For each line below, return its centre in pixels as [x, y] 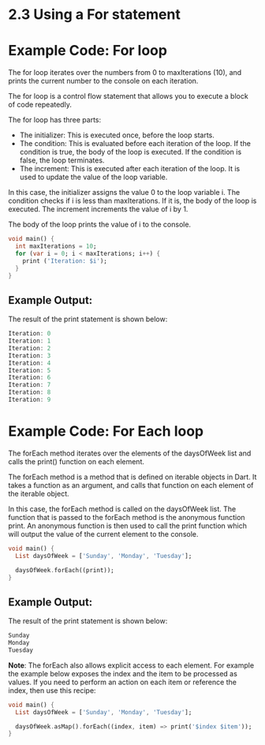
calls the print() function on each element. [76, 461]
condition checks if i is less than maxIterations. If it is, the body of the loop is [132, 201]
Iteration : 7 [30, 385]
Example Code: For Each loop [106, 431]
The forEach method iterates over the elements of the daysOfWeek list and [130, 453]
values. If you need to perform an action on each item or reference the [122, 682]
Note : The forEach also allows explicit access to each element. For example [131, 665]
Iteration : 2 [30, 348]
